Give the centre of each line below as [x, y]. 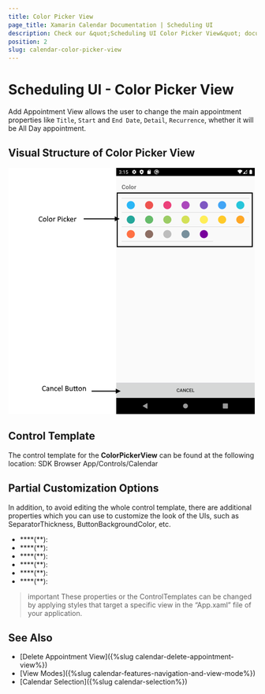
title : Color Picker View [50, 17]
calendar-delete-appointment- [185, 657]
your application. [55, 613]
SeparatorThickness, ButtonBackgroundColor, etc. [90, 524]
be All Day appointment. [47, 128]
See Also [30, 638]
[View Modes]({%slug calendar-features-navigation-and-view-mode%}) [138, 674]
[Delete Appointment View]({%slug [77, 657]
